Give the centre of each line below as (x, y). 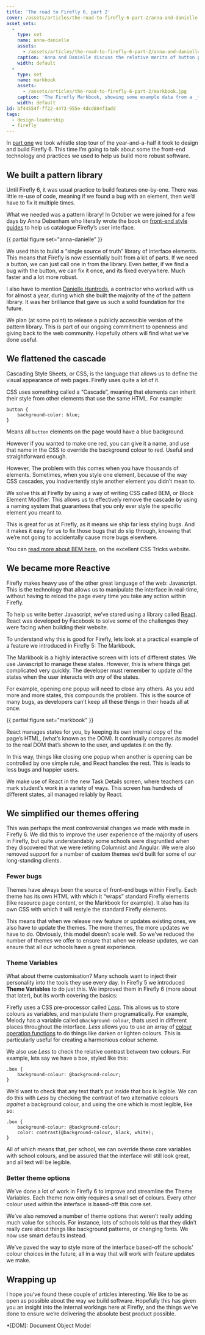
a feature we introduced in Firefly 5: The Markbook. (71, 645)
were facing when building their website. (57, 627)
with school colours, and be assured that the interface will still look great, (98, 1156)
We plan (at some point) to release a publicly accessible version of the (95, 320)
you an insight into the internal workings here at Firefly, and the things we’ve (102, 1308)
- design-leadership (38, 120)
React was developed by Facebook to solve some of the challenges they (97, 621)
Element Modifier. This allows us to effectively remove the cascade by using (102, 499)
